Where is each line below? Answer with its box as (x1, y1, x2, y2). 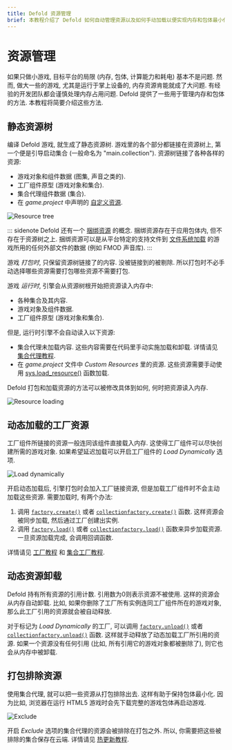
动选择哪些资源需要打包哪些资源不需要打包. (7, 267, 130, 275)
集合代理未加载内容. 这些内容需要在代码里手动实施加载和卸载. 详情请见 (17, 343, 218, 351)
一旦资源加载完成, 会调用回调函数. (17, 534, 114, 542)
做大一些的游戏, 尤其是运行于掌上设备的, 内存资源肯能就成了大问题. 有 (16, 81, 215, 90)
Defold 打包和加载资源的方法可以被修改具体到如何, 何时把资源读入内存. (7, 384, 209, 392)
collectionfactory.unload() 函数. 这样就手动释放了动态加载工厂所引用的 (7, 630, 214, 639)
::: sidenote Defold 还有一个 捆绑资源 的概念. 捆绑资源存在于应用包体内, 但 (7, 226, 216, 235)
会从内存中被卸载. (7, 648, 58, 656)
